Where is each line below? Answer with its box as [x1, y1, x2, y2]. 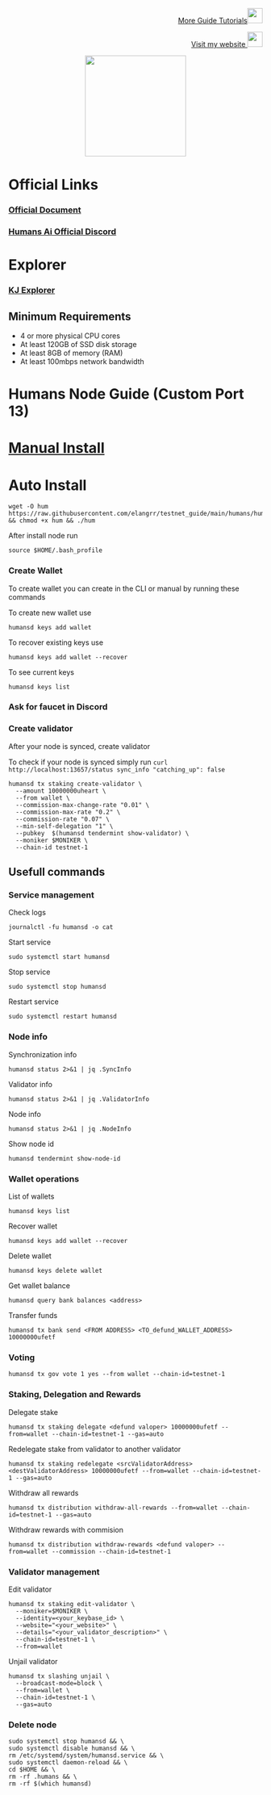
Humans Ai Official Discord [8, 226, 117, 237]
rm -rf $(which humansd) [8, 1780, 92, 1788]
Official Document [8, 204, 81, 215]
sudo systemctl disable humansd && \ [8, 1744, 135, 1753]
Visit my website [190, 40, 246, 48]
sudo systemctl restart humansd [8, 1013, 117, 1021]
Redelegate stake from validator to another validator [8, 1444, 181, 1454]
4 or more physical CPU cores [19, 331, 121, 341]
